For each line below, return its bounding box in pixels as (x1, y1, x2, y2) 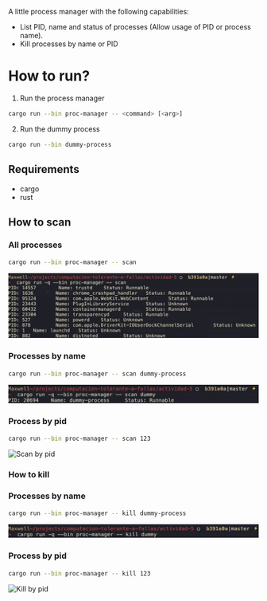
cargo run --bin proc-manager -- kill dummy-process (8, 509, 187, 517)
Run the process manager (19, 93, 105, 103)
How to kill (8, 469, 50, 481)
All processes (8, 239, 63, 250)
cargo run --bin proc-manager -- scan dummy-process (8, 370, 187, 378)
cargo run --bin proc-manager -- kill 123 (8, 569, 151, 577)
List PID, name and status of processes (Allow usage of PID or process (19, 22, 252, 31)
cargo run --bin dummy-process (8, 140, 112, 148)
